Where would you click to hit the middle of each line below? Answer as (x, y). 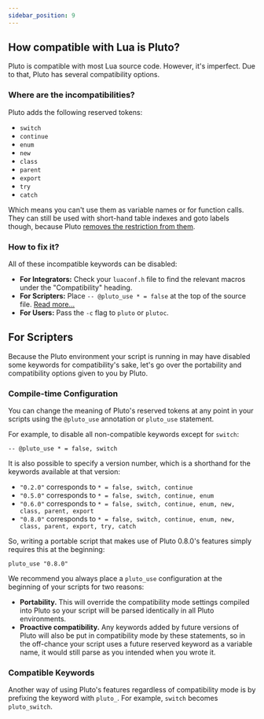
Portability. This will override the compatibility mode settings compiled (134, 602)
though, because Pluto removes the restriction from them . (102, 226)
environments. (43, 619)
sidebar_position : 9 (42, 15)
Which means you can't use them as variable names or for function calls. (126, 209)
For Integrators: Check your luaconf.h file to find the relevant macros (132, 280)
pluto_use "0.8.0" (38, 564)
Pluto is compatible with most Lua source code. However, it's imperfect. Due (132, 66)
